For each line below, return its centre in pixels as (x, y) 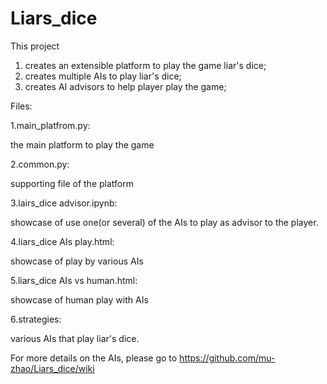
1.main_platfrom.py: (50, 125)
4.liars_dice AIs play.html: (62, 241)
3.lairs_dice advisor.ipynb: (64, 203)
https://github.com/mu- (227, 358)
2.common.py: (40, 164)
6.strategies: (36, 319)
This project (35, 46)
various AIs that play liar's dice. (75, 338)
